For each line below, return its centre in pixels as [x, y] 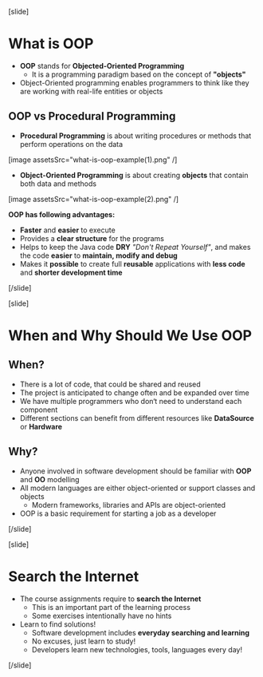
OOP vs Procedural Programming [92, 116]
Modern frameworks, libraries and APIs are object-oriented [128, 505]
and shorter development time [71, 272]
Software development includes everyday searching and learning [140, 632]
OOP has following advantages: [62, 214]
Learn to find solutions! [58, 624]
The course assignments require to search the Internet [110, 599]
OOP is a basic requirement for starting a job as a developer [118, 513]
